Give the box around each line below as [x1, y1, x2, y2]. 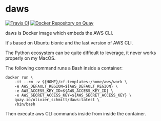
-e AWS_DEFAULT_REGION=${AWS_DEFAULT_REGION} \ [14, 84, 118, 89]
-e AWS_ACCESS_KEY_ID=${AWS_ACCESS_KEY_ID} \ [14, 88, 114, 93]
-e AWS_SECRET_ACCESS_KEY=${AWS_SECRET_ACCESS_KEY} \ [14, 92, 132, 98]
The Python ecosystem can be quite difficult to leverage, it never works [5, 50, 156, 56]
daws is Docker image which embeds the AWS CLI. [5, 30, 114, 36]
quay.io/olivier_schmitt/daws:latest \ [14, 97, 100, 102]
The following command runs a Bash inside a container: [5, 65, 123, 71]
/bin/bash [14, 102, 36, 107]
